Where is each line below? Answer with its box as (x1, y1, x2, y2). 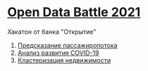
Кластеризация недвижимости (17, 56, 111, 64)
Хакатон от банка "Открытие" (7, 27, 97, 36)
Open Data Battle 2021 (7, 4, 141, 20)
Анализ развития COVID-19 (17, 49, 99, 57)
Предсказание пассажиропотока (17, 41, 118, 49)
